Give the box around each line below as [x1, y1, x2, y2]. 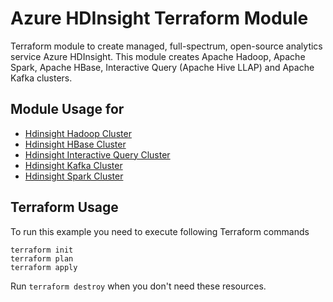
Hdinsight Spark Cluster [24, 170, 124, 182]
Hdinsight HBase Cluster [24, 138, 127, 150]
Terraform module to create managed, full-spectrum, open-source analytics [10, 40, 323, 52]
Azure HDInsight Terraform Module [10, 7, 309, 30]
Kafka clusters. [10, 72, 73, 84]
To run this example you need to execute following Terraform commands [10, 225, 310, 237]
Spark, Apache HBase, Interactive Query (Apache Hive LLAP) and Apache [10, 61, 315, 73]
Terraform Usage [10, 199, 119, 216]
